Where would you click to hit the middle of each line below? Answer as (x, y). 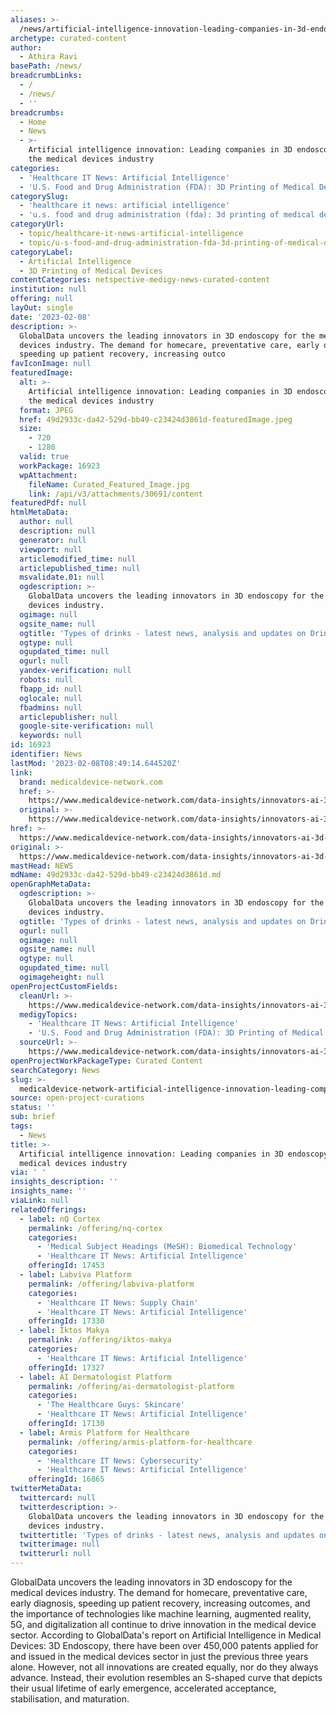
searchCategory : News (55, 1070)
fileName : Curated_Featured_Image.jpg (109, 484)
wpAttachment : (48, 475)
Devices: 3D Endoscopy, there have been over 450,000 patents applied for (164, 1645)
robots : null (46, 680)
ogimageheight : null (62, 977)
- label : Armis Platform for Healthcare (104, 1432)
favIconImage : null (51, 364)
